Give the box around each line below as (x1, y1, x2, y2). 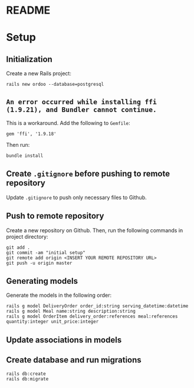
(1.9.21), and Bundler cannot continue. (6, 105, 157, 114)
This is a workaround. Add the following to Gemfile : (6, 120, 131, 126)
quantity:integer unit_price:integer (6, 319, 99, 325)
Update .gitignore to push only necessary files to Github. (6, 194, 147, 201)
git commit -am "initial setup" (6, 249, 86, 255)
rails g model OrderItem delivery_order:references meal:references (6, 313, 178, 320)
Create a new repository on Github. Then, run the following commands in (6, 226, 183, 234)
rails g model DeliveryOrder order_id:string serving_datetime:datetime (6, 303, 189, 309)
